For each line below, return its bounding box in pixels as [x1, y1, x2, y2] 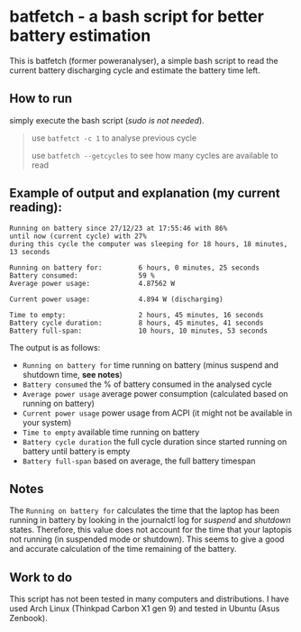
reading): [9, 200, 63, 215]
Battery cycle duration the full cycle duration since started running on [22, 435, 287, 447]
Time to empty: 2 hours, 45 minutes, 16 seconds [9, 310, 264, 319]
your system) [22, 417, 72, 427]
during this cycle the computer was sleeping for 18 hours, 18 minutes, [9, 239, 288, 249]
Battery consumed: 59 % [9, 270, 155, 280]
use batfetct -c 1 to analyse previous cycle [31, 133, 196, 143]
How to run [9, 91, 73, 106]
